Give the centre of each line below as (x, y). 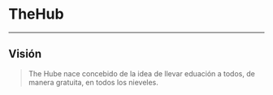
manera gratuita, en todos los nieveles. (93, 82)
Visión (25, 54)
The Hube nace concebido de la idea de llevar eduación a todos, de (142, 73)
